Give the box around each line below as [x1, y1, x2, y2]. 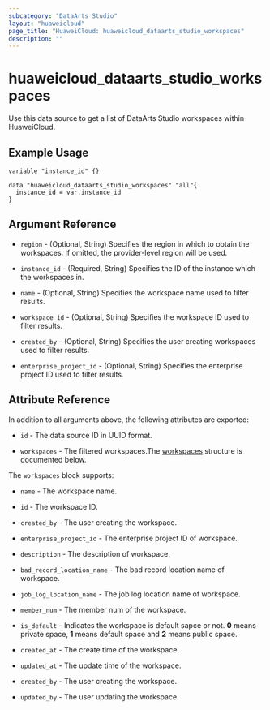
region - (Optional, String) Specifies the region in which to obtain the [19, 239, 250, 248]
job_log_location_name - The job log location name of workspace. [19, 589, 241, 599]
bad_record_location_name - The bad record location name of [19, 565, 225, 574]
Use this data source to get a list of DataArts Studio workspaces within [8, 114, 245, 123]
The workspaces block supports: [8, 470, 114, 480]
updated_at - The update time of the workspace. [19, 661, 182, 670]
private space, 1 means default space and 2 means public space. [19, 629, 238, 639]
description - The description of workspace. [19, 549, 170, 558]
